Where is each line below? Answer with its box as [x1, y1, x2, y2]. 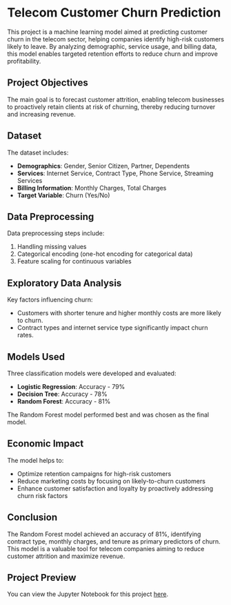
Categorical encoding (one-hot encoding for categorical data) [17, 250, 193, 258]
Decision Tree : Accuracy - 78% [17, 390, 108, 398]
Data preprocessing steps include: [7, 229, 105, 237]
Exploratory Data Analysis [7, 277, 122, 289]
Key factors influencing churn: [7, 295, 93, 304]
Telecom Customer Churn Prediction [7, 5, 221, 21]
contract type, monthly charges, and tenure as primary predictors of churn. [7, 537, 221, 546]
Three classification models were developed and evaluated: [7, 369, 177, 377]
